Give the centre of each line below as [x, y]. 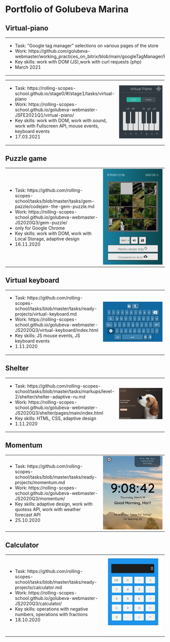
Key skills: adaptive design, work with [54, 504]
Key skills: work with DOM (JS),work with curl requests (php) [78, 61]
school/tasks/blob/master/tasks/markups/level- [65, 391]
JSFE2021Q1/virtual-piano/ [45, 115]
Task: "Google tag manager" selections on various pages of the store [87, 45]
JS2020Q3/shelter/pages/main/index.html [59, 413]
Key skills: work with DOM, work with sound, [61, 121]
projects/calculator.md [38, 587]
